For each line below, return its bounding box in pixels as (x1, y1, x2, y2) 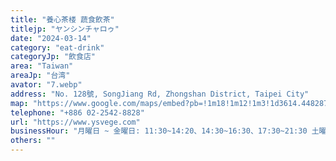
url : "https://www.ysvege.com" (10, 117, 141, 127)
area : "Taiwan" (10, 61, 74, 71)
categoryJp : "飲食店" (10, 52, 96, 62)
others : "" (10, 136, 56, 146)
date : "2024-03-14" (10, 33, 92, 43)
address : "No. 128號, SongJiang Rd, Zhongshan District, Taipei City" (10, 89, 310, 99)
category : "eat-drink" (10, 42, 105, 53)
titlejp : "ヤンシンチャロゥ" (10, 24, 120, 34)
